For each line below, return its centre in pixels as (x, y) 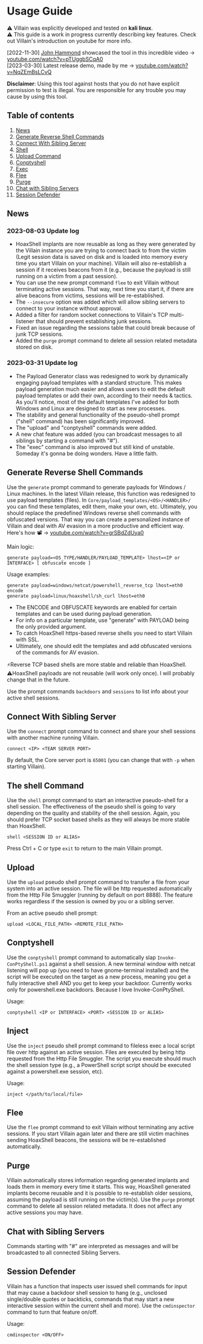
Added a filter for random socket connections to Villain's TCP (92, 315)
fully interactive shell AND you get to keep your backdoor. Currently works (99, 983)
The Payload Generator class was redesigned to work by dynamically (102, 376)
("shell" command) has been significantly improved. (80, 421)
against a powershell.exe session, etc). (55, 1071)
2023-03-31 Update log (42, 363)
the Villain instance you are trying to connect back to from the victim (101, 250)
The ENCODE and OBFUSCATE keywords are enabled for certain (96, 607)
